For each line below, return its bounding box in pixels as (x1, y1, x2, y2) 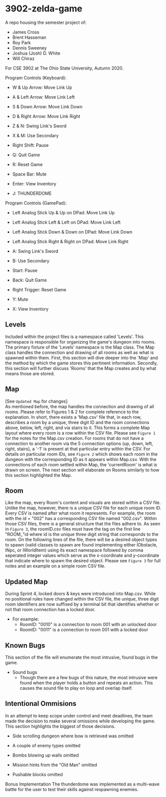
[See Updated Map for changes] (5, 398, 68, 404)
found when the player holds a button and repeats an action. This (19, 680, 153, 686)
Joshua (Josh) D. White (12, 50, 60, 56)
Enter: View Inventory (12, 180, 56, 186)
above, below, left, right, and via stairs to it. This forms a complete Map (5, 425, 150, 431)
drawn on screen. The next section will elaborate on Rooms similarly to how (5, 467, 160, 473)
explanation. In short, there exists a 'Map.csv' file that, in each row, (5, 414, 142, 420)
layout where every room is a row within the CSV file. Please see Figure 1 (5, 430, 156, 436)
